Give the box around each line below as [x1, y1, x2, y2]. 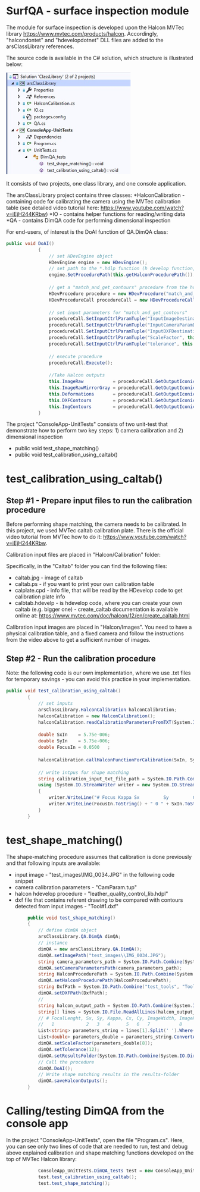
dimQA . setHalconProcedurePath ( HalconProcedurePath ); [37, 977, 171, 984]
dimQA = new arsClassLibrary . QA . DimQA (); [37, 946, 143, 952]
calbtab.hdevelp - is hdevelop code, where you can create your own [14, 600, 183, 607]
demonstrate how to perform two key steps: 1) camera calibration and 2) [6, 427, 183, 434]
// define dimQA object [37, 927, 97, 933]
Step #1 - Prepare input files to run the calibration [6, 495, 192, 506]
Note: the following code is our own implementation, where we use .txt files [6, 669, 191, 676]
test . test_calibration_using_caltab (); [37, 1174, 137, 1180]
